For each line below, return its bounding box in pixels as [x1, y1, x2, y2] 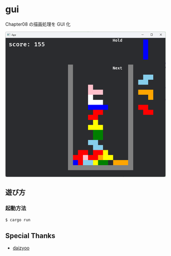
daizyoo [12, 245, 30, 251]
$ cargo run [5, 217, 31, 222]
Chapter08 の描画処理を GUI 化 [5, 21, 71, 27]
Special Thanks [5, 231, 55, 240]
